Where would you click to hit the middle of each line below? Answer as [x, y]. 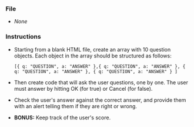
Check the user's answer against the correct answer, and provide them [100, 100]
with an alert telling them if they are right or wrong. [76, 106]
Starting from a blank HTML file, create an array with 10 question [92, 49]
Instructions [24, 37]
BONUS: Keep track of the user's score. [62, 117]
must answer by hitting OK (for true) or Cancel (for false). [83, 88]
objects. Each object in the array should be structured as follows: [93, 56]
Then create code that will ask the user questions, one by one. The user [101, 82]
